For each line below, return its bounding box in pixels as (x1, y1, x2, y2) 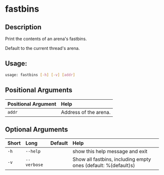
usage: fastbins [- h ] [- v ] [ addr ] (5, 72, 76, 77)
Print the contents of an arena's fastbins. (5, 36, 87, 42)
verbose (25, 162, 43, 168)
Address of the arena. (61, 109, 111, 115)
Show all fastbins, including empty (72, 156, 151, 163)
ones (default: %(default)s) (72, 162, 135, 169)
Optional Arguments (5, 125, 68, 133)
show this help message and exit (72, 148, 148, 155)
